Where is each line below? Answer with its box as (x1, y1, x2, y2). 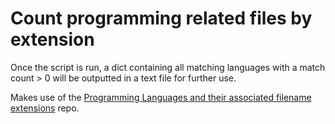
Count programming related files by (10, 7, 313, 30)
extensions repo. (10, 102, 80, 114)
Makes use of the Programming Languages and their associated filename (10, 91, 312, 103)
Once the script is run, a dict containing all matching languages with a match (10, 61, 326, 73)
